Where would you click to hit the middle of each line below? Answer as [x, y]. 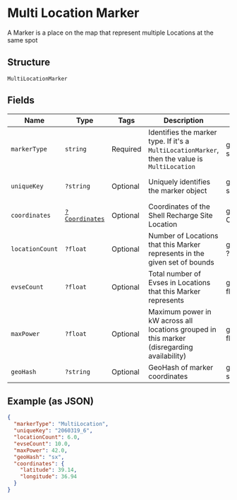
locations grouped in [182, 329]
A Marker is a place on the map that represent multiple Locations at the [110, 33]
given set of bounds [181, 262]
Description [183, 120]
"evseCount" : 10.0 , [42, 443]
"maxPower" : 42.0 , [41, 450]
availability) [167, 356]
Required [127, 149]
